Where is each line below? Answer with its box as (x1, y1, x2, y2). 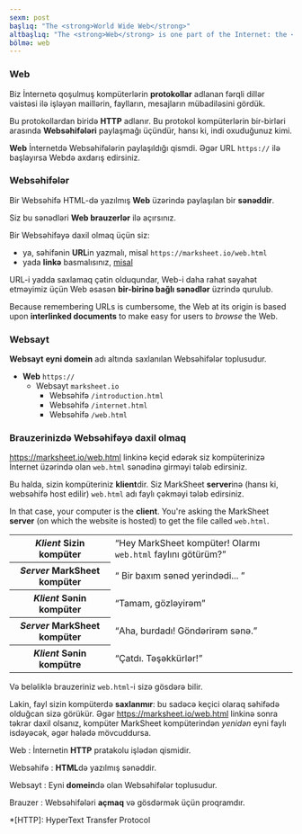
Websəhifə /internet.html (49, 399, 148, 410)
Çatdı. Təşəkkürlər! (119, 652, 200, 665)
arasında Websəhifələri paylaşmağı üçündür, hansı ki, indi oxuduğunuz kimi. (9, 125, 292, 136)
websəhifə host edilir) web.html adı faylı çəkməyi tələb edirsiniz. (9, 489, 244, 499)
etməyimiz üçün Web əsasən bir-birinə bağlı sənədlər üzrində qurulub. (9, 283, 274, 294)
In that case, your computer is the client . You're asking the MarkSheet (9, 506, 270, 517)
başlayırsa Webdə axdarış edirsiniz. (9, 152, 141, 163)
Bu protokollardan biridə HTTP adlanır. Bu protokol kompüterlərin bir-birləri (9, 115, 286, 126)
